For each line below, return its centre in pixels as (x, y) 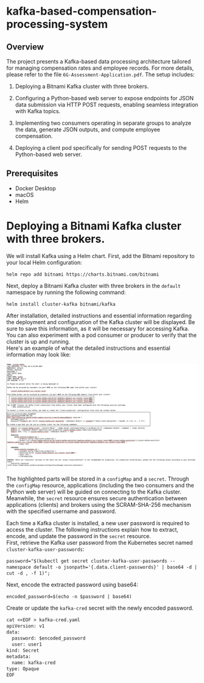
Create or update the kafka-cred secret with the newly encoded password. (100, 608)
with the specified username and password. (62, 511)
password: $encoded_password (49, 638)
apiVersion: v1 (26, 626)
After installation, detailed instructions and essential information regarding (99, 316)
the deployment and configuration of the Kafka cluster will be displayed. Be (101, 322)
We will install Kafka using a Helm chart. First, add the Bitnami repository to (100, 256)
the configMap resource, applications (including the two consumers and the (100, 485)
